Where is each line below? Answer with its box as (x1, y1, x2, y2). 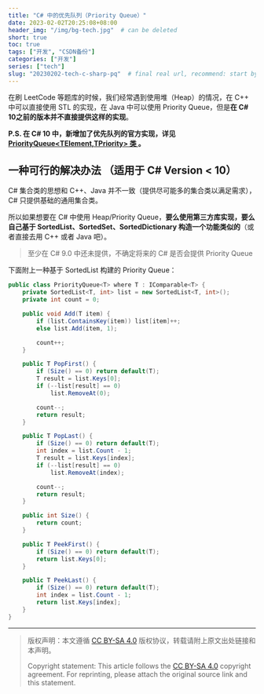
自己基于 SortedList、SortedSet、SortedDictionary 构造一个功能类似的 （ (8, 222, 247, 232)
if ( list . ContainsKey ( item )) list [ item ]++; (36, 317, 181, 325)
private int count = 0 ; (22, 296, 101, 304)
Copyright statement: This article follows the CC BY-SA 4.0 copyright (27, 661, 251, 670)
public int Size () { (22, 512, 90, 520)
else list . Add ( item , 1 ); (36, 324, 118, 332)
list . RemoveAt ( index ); (49, 469, 125, 477)
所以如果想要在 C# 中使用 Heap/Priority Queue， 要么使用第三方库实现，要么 (8, 213, 255, 222)
